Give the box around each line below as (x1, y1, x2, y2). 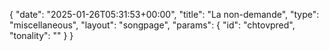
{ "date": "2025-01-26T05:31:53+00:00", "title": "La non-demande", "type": (9, 9, 320, 20)
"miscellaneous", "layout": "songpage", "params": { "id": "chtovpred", (9, 19, 296, 31)
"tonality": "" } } (9, 30, 74, 41)
